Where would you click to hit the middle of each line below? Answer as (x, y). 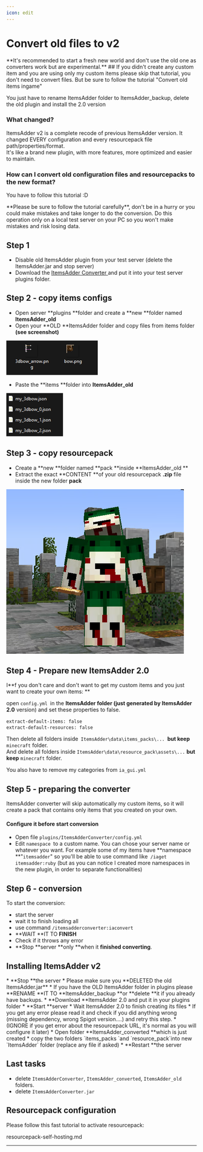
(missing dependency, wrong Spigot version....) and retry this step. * (92, 1019)
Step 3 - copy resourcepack (60, 453)
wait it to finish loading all (47, 921)
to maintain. (21, 159)
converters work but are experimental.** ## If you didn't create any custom (100, 67)
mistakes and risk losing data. (43, 226)
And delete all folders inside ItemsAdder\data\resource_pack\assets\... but (101, 752)
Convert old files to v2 (63, 43)
